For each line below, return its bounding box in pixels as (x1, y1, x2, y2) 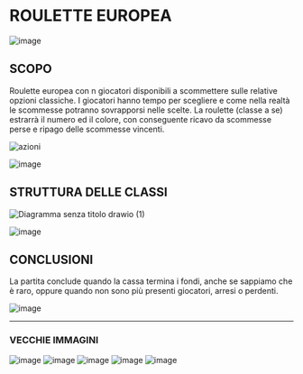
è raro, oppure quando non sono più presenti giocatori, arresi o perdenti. (9, 286, 279, 296)
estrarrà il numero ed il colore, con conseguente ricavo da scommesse (9, 114, 272, 124)
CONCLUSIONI (9, 251, 94, 267)
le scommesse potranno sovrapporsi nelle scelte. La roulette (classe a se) (9, 105, 283, 115)
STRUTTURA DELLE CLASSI (9, 185, 169, 200)
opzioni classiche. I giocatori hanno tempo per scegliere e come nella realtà (9, 95, 290, 105)
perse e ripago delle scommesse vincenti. (9, 123, 165, 134)
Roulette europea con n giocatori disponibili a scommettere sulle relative (9, 85, 278, 96)
